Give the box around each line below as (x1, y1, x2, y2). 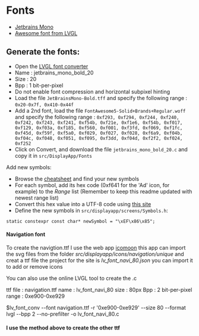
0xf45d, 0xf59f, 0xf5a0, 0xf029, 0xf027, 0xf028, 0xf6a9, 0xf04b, (14, 130, 183, 136)
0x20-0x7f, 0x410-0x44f (14, 102, 74, 108)
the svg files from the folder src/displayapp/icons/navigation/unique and (6, 250, 184, 257)
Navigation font (6, 231, 46, 238)
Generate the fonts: (6, 47, 80, 57)
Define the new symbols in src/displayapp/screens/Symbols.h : (14, 207, 168, 214)
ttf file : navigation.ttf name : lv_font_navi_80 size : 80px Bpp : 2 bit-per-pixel (6, 286, 192, 293)
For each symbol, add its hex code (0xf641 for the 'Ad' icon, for (14, 181, 170, 188)
